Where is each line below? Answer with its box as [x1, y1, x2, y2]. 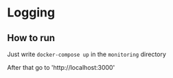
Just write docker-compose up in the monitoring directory [7, 50, 167, 58]
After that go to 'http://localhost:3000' [7, 64, 115, 71]
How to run [7, 32, 56, 44]
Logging [7, 5, 56, 21]
